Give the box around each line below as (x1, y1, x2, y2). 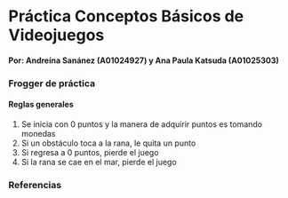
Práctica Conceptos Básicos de (8, 6, 244, 27)
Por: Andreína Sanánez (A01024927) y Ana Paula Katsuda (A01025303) (8, 55, 279, 66)
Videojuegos (8, 25, 105, 45)
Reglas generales (8, 99, 75, 110)
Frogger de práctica (8, 77, 96, 90)
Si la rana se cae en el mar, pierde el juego (20, 156, 177, 167)
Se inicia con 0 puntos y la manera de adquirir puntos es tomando (20, 118, 263, 130)
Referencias (8, 178, 62, 191)
